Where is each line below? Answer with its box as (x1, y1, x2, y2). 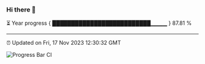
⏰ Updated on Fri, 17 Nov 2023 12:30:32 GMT (6, 39, 121, 46)
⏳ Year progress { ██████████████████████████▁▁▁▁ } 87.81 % (6, 19, 192, 27)
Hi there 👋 (6, 5, 37, 14)
